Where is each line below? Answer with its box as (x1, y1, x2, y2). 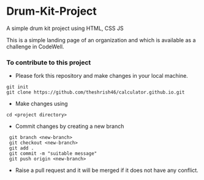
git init (6, 84, 29, 90)
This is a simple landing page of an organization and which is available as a (6, 36, 196, 43)
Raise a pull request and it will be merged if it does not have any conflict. (15, 167, 199, 174)
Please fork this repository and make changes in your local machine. (15, 72, 188, 80)
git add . (9, 145, 34, 151)
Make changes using (15, 100, 69, 108)
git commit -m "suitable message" (9, 151, 97, 157)
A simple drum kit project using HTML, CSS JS (6, 24, 124, 32)
